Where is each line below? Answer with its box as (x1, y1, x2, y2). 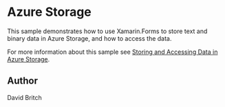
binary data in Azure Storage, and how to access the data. (7, 34, 172, 42)
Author (7, 75, 38, 87)
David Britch (7, 93, 43, 101)
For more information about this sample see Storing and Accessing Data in (7, 48, 218, 56)
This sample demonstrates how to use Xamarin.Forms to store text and (7, 27, 208, 35)
